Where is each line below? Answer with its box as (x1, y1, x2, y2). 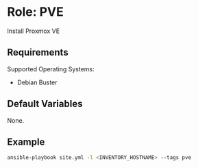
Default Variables (7, 98, 83, 110)
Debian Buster (16, 78, 58, 86)
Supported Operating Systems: (7, 64, 95, 73)
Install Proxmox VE (7, 27, 60, 35)
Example (7, 136, 45, 147)
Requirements (7, 47, 69, 58)
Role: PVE (7, 4, 64, 20)
